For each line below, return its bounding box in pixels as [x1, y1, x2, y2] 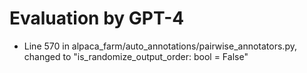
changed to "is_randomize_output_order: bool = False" [23, 50, 249, 62]
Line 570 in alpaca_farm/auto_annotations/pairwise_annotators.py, [23, 40, 297, 52]
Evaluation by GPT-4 [9, 7, 185, 30]
